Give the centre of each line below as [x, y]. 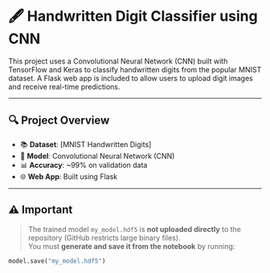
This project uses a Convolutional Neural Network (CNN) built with [118, 61]
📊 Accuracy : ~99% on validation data [84, 165]
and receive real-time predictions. [64, 87]
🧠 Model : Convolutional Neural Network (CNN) [97, 156]
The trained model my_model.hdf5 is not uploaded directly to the [134, 229]
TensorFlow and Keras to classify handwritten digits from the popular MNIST [135, 69]
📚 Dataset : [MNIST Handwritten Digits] [86, 144]
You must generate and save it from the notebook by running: [131, 246]
